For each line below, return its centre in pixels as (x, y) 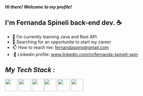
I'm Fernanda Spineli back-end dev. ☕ (63, 23)
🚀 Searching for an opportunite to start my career (61, 42)
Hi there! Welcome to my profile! (39, 7)
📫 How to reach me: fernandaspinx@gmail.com (60, 48)
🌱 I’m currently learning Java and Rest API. (55, 37)
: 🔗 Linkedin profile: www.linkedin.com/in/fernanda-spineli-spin (75, 55)
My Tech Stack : (30, 70)
